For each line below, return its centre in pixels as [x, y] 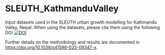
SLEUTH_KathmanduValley [62, 9]
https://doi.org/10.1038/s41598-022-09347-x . [51, 47]
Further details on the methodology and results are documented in [72, 42]
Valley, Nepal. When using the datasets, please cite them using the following [82, 27]
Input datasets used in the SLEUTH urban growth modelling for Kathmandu [81, 22]
